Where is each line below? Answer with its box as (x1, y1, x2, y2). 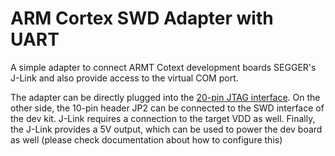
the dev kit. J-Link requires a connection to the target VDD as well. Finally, (10, 112, 316, 124)
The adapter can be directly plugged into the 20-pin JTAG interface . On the (10, 91, 321, 103)
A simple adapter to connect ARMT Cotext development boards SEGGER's (10, 61, 317, 73)
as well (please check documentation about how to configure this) (10, 133, 283, 146)
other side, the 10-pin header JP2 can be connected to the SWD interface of (10, 102, 325, 114)
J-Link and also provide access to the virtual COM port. (10, 72, 239, 84)
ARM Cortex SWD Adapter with (10, 7, 274, 30)
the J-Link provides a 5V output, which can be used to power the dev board (10, 123, 323, 135)
